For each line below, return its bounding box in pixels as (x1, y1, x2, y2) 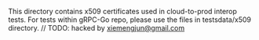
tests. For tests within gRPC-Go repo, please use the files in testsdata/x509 (8, 15, 251, 24)
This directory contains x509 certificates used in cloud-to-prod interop (8, 7, 238, 16)
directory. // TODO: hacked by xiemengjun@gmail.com (8, 24, 185, 32)
